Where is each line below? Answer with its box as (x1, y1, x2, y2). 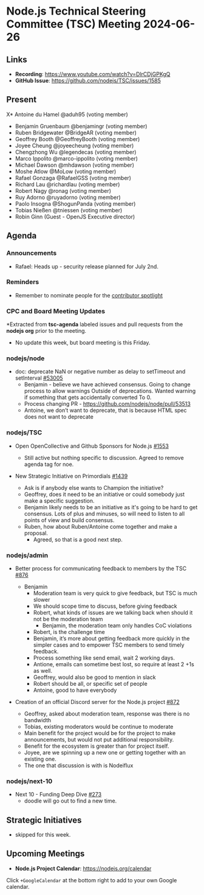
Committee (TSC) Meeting (6, 17, 141, 31)
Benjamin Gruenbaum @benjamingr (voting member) (15, 122, 148, 130)
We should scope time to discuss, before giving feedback (33, 602, 177, 610)
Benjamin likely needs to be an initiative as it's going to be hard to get (24, 503, 198, 510)
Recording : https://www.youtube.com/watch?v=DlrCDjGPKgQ (15, 71, 171, 77)
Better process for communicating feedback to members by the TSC (15, 565, 187, 572)
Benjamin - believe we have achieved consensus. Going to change (24, 381, 191, 388)
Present (6, 94, 37, 105)
